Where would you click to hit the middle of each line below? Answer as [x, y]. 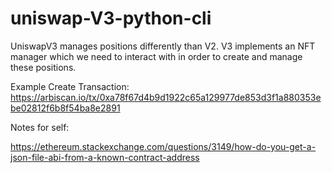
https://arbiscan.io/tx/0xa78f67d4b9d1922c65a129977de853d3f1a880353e [166, 97]
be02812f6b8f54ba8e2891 [65, 108]
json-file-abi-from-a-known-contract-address [105, 157]
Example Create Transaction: [70, 86]
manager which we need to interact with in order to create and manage [156, 56]
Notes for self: [40, 127]
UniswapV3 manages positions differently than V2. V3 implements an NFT [163, 46]
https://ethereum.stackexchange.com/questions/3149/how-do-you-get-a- [163, 146]
